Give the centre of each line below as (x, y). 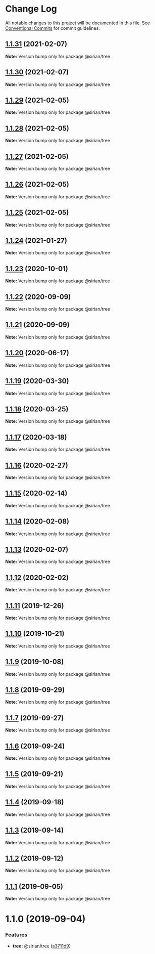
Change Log (31, 9)
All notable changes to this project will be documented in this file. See (78, 23)
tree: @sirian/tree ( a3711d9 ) (42, 946)
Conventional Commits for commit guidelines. (53, 28)
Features (16, 935)
